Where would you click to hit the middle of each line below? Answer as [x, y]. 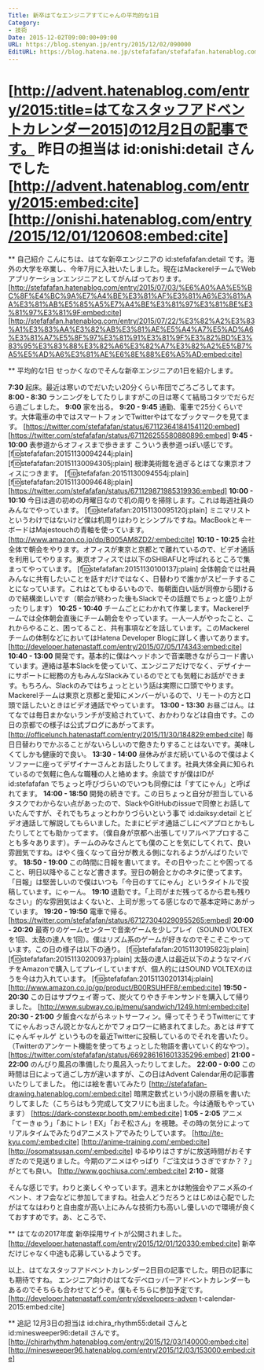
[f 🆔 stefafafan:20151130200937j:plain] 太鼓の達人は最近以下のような [119, 959]
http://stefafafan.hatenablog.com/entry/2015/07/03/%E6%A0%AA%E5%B [132, 287]
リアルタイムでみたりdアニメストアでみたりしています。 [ [101, 1133]
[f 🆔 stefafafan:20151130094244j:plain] [71, 454]
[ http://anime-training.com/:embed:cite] [146, 1141]
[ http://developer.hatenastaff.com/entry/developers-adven [103, 1298]
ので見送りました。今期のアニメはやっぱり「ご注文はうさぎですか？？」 [139, 1161]
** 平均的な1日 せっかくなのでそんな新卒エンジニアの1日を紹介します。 [123, 370]
